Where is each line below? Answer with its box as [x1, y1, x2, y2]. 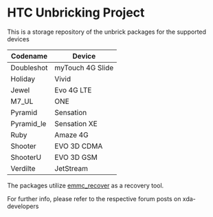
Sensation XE [54, 118, 98, 128]
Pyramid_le [10, 118, 47, 128]
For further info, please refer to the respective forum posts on [7, 194, 181, 203]
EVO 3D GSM [54, 152, 98, 162]
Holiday [10, 74, 36, 83]
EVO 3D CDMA [54, 141, 103, 151]
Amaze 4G [54, 130, 89, 139]
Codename [10, 51, 48, 61]
